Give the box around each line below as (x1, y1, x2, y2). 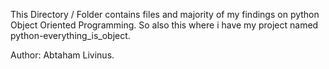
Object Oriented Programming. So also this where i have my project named (10, 19, 319, 31)
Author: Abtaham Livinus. (10, 49, 115, 61)
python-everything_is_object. (10, 30, 131, 41)
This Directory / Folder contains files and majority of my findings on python (10, 9, 320, 20)
